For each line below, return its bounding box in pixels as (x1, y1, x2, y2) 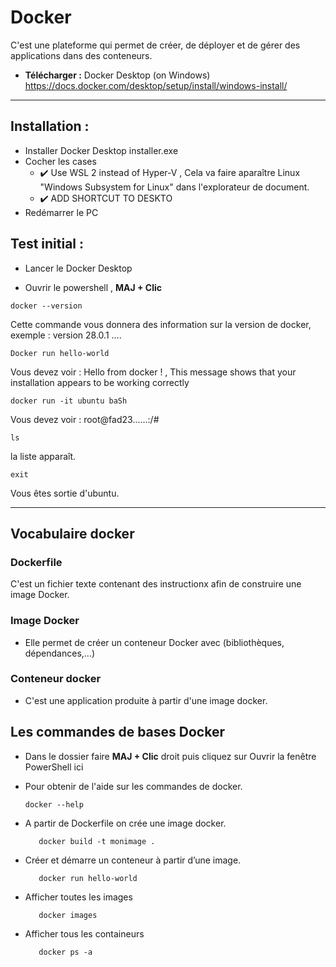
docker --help (24, 799, 84, 810)
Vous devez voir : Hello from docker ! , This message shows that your (10, 366, 297, 378)
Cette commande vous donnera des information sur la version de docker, (10, 318, 312, 330)
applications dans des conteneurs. (10, 49, 153, 61)
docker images (38, 910, 98, 920)
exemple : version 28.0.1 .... (10, 329, 122, 341)
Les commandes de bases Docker (10, 724, 225, 741)
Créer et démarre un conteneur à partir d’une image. (24, 854, 242, 866)
